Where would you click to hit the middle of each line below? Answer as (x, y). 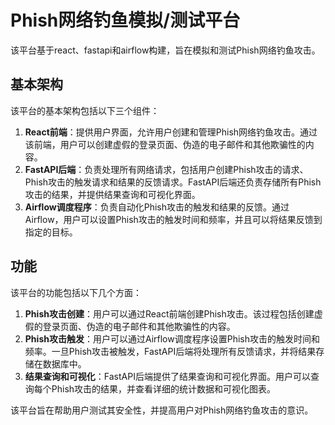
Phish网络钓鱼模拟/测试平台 (125, 20)
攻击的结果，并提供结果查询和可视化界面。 (112, 194)
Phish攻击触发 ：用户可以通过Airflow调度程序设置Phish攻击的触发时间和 (172, 338)
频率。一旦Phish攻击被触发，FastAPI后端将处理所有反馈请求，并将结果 (170, 351)
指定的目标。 (51, 232)
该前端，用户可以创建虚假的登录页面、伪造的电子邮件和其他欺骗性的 (165, 144)
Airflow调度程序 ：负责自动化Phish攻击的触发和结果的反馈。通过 (157, 207)
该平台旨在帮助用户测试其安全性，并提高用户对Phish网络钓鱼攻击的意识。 (162, 410)
